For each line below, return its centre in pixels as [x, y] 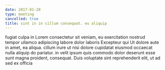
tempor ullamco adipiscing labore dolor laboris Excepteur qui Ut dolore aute [82, 43]
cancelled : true [22, 19]
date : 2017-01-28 [23, 10]
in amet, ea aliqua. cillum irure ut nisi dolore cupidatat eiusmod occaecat [79, 47]
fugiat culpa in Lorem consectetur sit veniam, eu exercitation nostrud [75, 37]
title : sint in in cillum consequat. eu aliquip [56, 23]
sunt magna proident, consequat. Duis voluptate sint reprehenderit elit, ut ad [83, 58]
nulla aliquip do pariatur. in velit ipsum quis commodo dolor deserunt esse [80, 53]
